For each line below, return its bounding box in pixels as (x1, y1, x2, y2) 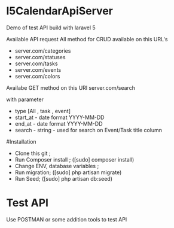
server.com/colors (14, 72, 60, 80)
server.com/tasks (14, 60, 58, 67)
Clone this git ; (14, 150, 51, 157)
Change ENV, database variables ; (14, 162, 99, 169)
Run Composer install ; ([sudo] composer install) (14, 156, 135, 163)
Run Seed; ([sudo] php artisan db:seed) (14, 175, 112, 182)
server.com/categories (14, 47, 71, 54)
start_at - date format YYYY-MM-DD (14, 114, 105, 121)
